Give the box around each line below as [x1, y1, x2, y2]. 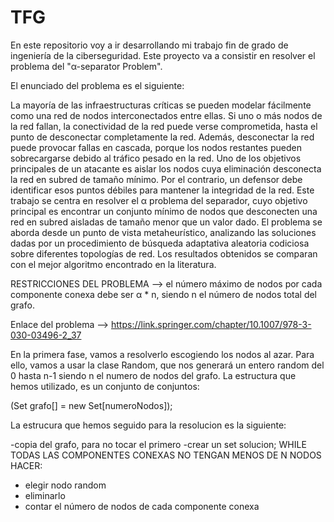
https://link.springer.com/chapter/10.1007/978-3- [111, 318, 312, 330]
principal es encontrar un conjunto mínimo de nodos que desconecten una [10, 205, 318, 217]
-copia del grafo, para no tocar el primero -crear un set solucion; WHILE [10, 438, 307, 450]
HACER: [10, 459, 43, 471]
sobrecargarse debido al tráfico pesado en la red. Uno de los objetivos [10, 152, 302, 164]
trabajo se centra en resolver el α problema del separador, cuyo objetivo [10, 194, 308, 206]
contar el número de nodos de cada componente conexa [24, 500, 260, 512]
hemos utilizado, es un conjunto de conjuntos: [10, 380, 200, 392]
